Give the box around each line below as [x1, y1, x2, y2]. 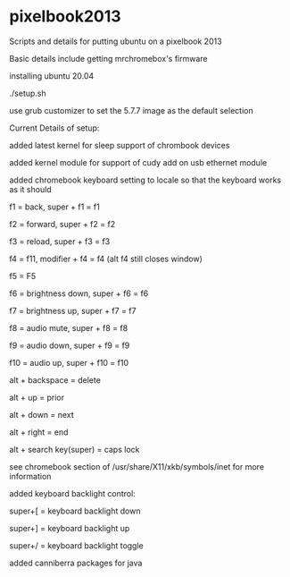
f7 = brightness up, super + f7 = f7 [9, 305, 137, 316]
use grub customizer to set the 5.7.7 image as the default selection [9, 105, 253, 115]
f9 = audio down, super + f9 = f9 [9, 340, 130, 351]
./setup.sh [9, 88, 46, 98]
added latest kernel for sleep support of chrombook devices [9, 140, 230, 150]
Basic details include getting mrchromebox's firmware [9, 53, 208, 64]
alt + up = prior [9, 392, 65, 403]
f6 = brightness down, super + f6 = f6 [9, 288, 149, 299]
